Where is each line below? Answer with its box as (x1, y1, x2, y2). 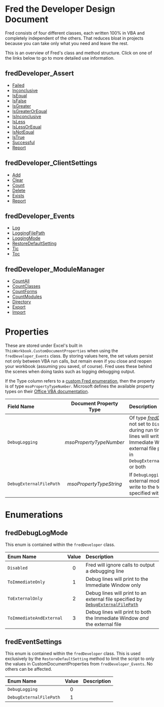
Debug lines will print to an (85, 590, 146, 596)
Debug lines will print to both (85, 609, 151, 616)
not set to (129, 421, 151, 428)
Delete (12, 187, 26, 193)
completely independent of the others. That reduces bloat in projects (5, 35, 144, 41)
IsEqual (12, 92, 27, 98)
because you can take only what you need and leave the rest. (5, 40, 129, 46)
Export (12, 304, 26, 310)
